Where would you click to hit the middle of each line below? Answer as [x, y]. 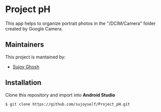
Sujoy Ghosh [26, 66]
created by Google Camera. [34, 28]
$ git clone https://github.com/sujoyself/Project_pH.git [68, 104]
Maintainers [25, 45]
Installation [23, 83]
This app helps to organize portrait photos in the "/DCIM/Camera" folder [80, 23]
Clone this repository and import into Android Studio [60, 95]
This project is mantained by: [35, 57]
